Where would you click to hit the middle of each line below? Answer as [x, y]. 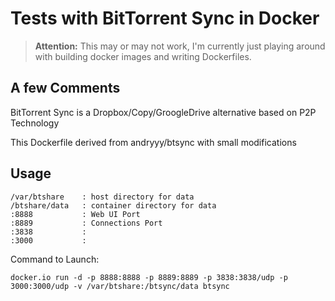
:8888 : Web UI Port [75, 214]
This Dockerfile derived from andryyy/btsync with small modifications [153, 142]
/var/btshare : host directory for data [102, 197]
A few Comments [65, 88]
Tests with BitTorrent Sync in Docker [165, 18]
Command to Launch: [55, 259]
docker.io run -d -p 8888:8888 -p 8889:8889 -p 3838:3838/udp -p [149, 277]
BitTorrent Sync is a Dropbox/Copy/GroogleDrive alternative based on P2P [163, 112]
